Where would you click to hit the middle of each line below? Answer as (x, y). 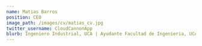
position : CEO (24, 17)
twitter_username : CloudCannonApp (50, 28)
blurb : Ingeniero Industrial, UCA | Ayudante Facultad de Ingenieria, (96, 34)
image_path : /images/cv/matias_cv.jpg (55, 23)
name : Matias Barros (32, 12)
